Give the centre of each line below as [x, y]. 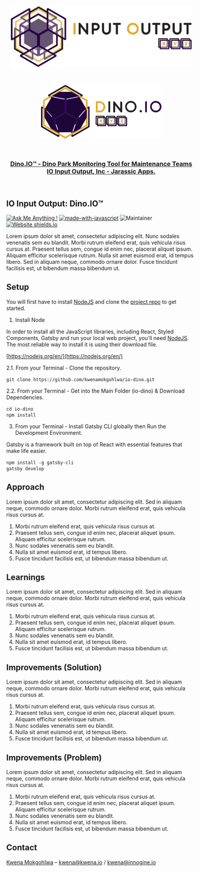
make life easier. [27, 450]
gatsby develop [25, 469]
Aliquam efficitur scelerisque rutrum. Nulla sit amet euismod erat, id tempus [100, 255]
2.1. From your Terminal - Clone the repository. [64, 368]
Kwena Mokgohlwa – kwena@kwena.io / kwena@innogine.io [81, 862]
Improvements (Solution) [54, 667]
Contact [22, 848]
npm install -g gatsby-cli [40, 463]
